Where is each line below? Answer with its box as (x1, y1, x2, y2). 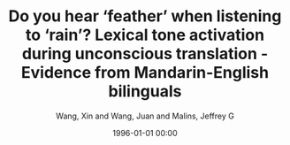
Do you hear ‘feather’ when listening (8, 6, 282, 27)
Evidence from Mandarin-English (21, 63, 269, 83)
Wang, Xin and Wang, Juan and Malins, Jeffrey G (55, 111, 235, 121)
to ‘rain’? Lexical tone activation (26, 25, 264, 45)
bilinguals (108, 81, 182, 102)
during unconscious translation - (21, 44, 269, 64)
